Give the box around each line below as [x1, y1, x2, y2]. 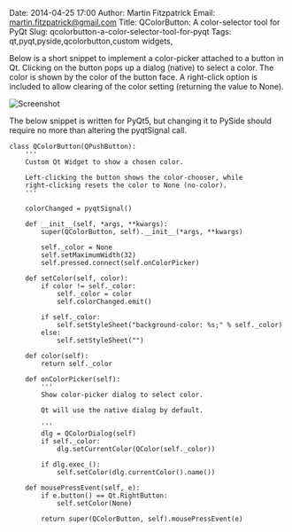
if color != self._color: [41, 282, 137, 291]
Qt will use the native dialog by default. [41, 406, 204, 415]
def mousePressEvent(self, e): [25, 483, 141, 492]
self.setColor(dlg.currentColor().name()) [56, 468, 216, 477]
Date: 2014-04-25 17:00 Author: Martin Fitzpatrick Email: [9, 8, 215, 18]
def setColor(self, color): [25, 274, 128, 283]
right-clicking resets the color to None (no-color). [25, 181, 227, 190]
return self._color [41, 359, 113, 368]
